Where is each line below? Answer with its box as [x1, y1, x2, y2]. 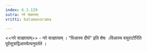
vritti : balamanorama [5, 17, 52, 22]
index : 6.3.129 [5, 7, 38, 13]
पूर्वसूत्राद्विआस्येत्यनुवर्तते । [5, 41, 47, 47]
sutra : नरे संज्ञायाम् [5, 12, 39, 17]
